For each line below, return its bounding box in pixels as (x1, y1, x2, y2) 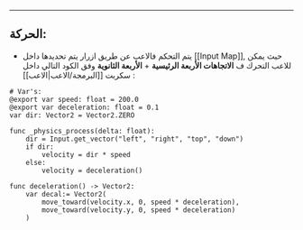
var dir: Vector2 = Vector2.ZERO (9, 110, 135, 120)
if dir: (25, 142, 54, 152)
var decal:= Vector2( (25, 189, 106, 198)
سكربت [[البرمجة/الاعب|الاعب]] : (22, 69, 135, 80)
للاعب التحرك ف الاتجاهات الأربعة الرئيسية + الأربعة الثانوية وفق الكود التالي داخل (22, 60, 291, 70)
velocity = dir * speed (41, 150, 131, 159)
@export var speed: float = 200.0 (9, 95, 140, 104)
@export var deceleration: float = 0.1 (9, 103, 160, 112)
